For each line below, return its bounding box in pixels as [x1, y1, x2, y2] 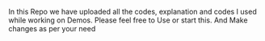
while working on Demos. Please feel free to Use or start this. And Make [8, 15, 248, 25]
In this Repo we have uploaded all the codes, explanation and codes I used [8, 7, 257, 16]
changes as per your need [8, 24, 96, 33]
